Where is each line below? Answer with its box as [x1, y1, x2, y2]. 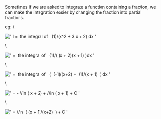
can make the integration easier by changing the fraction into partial [5, 9, 141, 15]
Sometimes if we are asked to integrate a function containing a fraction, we [5, 4, 156, 10]
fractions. [5, 15, 24, 20]
